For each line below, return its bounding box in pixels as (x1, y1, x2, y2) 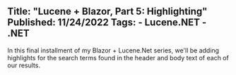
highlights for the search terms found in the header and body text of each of (7, 53, 230, 62)
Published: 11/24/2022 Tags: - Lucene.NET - (7, 17, 207, 29)
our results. (7, 61, 41, 69)
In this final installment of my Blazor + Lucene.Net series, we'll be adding (7, 46, 220, 55)
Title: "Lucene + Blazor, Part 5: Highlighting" (7, 6, 208, 18)
